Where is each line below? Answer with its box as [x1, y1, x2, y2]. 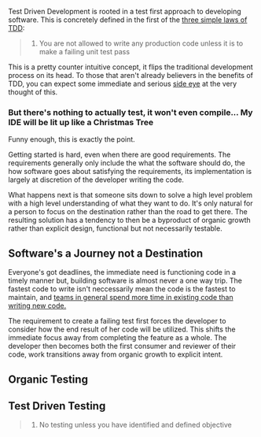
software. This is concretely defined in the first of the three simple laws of [8, 15, 248, 24]
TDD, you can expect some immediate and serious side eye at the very [8, 79, 237, 88]
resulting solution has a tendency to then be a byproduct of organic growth [8, 216, 252, 225]
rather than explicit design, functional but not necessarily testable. [8, 224, 222, 233]
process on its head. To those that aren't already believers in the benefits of [8, 71, 254, 80]
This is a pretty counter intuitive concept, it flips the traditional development [8, 62, 253, 72]
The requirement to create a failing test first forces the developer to [8, 317, 226, 326]
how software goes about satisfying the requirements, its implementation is [8, 167, 252, 176]
